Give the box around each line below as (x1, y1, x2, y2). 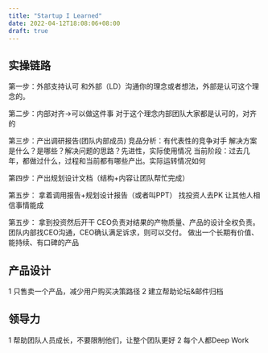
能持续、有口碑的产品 (8, 238, 79, 247)
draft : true (8, 27, 48, 35)
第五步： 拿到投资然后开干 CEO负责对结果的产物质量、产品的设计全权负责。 (8, 218, 260, 227)
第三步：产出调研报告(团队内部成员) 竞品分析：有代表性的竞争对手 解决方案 (8, 136, 258, 146)
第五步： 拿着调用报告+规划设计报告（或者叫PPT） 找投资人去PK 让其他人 (8, 190, 254, 200)
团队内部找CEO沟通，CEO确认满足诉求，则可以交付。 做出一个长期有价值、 (8, 227, 259, 238)
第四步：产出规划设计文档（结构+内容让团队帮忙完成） (8, 173, 190, 183)
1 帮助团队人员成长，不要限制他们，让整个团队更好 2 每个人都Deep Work (8, 335, 249, 345)
